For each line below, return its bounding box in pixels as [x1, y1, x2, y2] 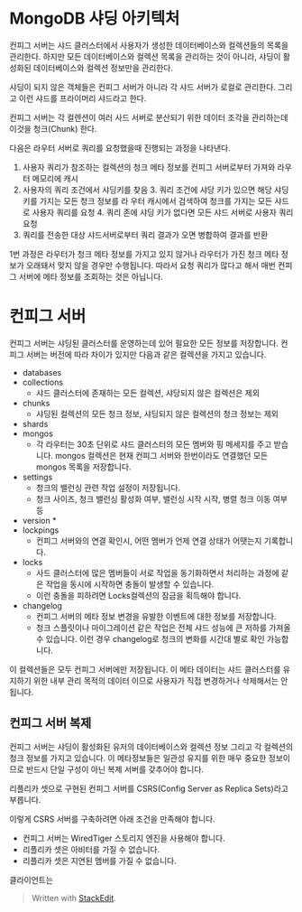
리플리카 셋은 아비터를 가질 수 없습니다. [22, 843, 160, 854]
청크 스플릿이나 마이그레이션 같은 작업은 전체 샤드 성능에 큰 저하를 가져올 [35, 622, 291, 633]
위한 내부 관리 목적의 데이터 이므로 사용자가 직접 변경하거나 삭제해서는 [32, 675, 279, 686]
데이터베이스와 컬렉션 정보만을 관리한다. [32, 62, 174, 73]
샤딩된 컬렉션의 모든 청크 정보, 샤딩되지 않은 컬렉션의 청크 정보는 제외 [35, 408, 279, 419]
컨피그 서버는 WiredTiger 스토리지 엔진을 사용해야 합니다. [22, 833, 225, 843]
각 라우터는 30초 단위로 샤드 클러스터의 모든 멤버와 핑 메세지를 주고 [35, 439, 272, 450]
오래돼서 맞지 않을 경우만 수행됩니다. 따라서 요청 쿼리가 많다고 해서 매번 [25, 259, 277, 271]
